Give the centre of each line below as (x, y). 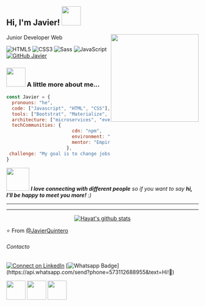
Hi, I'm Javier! (33, 23)
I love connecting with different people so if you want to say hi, (111, 188)
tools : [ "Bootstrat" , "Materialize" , (60, 114)
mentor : (81, 143)
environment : (88, 137)
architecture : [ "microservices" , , (76, 119)
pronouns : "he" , (32, 102)
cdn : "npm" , (87, 131)
